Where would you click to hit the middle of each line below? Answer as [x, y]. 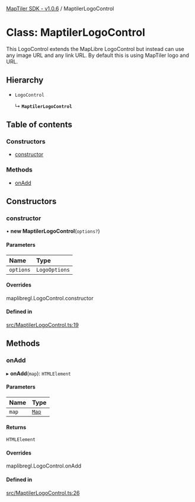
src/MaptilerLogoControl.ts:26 [43, 493]
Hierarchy [25, 80]
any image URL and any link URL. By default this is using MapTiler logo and [98, 55]
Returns [16, 427]
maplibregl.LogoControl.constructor [50, 298]
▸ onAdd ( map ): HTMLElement [39, 373]
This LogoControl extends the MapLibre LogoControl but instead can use [95, 49]
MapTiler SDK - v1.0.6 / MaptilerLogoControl [60, 9]
